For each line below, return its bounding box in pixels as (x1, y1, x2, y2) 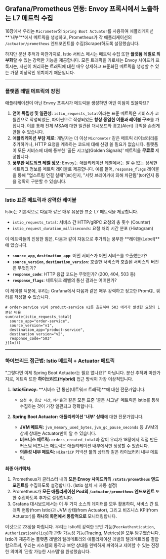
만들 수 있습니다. (12, 129, 44, 135)
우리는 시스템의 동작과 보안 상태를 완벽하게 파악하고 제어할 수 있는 (23, 542, 150, 548)
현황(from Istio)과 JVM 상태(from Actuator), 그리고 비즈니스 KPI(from (21, 507, 158, 513)
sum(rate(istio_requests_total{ (5, 315, 72, 320)
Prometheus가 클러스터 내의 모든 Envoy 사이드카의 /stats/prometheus (12, 476, 150, 482)
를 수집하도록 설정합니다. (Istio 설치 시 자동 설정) (24, 482, 118, 488)
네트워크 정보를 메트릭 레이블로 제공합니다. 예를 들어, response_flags (12, 166, 146, 172)
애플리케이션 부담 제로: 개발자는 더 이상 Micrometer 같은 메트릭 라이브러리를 (12, 135, 158, 141)
